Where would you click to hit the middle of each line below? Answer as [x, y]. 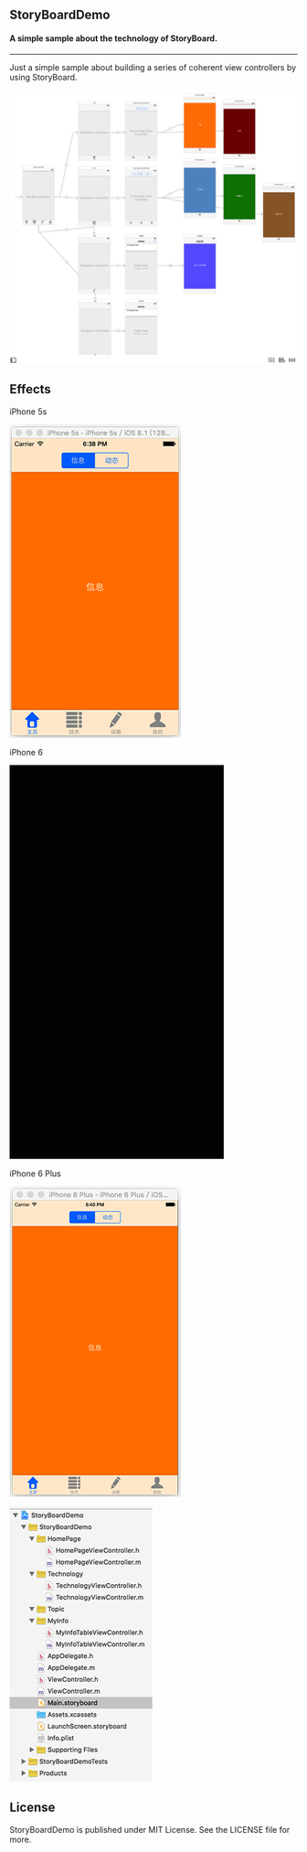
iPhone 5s [28, 412]
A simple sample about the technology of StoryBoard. [113, 38]
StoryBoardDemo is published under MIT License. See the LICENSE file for [150, 1829]
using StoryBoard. [43, 77]
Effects [31, 389]
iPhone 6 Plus [35, 1173]
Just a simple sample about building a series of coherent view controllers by [153, 67]
